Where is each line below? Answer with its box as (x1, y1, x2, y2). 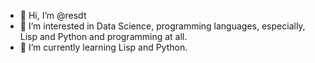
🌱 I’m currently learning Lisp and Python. (19, 41, 188, 53)
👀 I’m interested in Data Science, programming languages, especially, (19, 20, 306, 32)
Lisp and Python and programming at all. (19, 31, 188, 42)
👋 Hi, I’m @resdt (19, 10, 87, 21)
